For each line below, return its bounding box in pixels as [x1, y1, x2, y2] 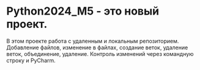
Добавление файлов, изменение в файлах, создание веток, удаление [6, 44, 188, 51]
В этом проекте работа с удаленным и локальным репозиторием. [6, 37, 179, 44]
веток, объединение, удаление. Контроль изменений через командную [6, 50, 194, 57]
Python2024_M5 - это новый [6, 4, 160, 18]
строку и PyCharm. [6, 57, 56, 64]
